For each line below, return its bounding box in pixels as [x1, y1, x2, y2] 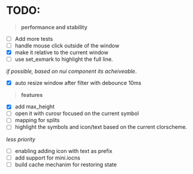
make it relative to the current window [14, 49, 109, 56]
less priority [6, 135, 36, 143]
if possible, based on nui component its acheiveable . [6, 67, 137, 75]
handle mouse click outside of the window [14, 42, 120, 49]
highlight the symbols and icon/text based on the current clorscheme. [14, 123, 188, 131]
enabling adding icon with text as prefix [14, 147, 113, 154]
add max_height [14, 103, 55, 110]
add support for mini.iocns [14, 154, 81, 161]
